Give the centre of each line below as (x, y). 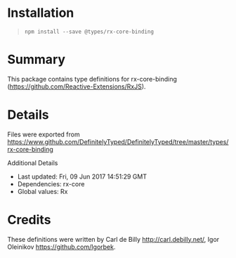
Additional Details (33, 162)
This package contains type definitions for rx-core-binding (92, 79)
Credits (29, 220)
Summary (36, 59)
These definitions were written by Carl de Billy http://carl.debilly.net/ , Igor (113, 239)
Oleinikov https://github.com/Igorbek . (61, 247)
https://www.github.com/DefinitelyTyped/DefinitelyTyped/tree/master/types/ (118, 141)
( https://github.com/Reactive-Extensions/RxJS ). (77, 86)
